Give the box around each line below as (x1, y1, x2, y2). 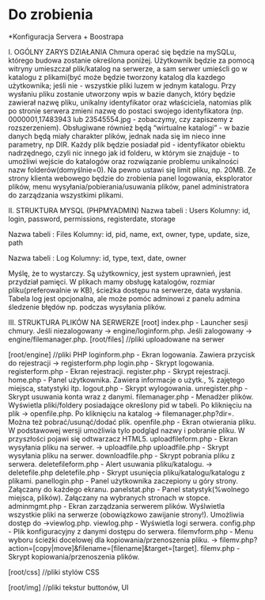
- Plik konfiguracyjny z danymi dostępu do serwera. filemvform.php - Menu (8, 526, 254, 536)
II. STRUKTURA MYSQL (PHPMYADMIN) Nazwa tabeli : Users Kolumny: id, (8, 205, 251, 215)
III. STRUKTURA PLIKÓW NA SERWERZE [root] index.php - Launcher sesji (8, 317, 248, 327)
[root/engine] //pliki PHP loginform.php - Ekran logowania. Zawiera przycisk (8, 350, 256, 359)
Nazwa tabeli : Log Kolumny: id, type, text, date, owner (8, 253, 187, 262)
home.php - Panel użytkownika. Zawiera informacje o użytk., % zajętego (8, 375, 245, 384)
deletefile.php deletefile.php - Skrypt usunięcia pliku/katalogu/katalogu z (8, 468, 245, 477)
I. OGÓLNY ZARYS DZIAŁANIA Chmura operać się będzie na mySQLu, (8, 47, 237, 56)
